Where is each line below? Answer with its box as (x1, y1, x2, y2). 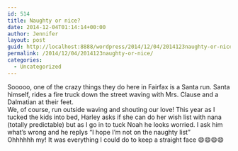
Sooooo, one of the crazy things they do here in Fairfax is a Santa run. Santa (7, 82, 230, 91)
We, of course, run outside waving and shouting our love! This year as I (7, 105, 215, 113)
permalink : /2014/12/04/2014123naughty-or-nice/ (7, 50, 154, 57)
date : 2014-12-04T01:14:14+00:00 (7, 23, 106, 30)
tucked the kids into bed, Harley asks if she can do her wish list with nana (7, 113, 222, 121)
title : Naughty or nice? (7, 17, 81, 24)
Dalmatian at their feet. (7, 97, 74, 106)
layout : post (7, 37, 46, 44)
